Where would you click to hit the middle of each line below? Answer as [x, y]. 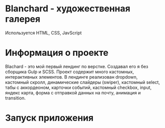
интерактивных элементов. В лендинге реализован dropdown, [72, 77]
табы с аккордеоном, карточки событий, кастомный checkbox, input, [78, 87]
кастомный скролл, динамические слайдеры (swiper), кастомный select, [82, 82]
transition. [15, 98]
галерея [23, 19]
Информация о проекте [57, 53]
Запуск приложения [49, 118]
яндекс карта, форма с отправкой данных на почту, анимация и [73, 92]
